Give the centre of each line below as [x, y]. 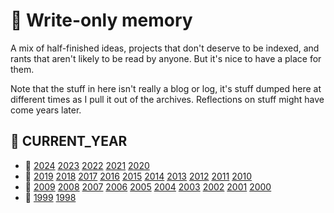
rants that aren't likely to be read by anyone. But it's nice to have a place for [166, 58]
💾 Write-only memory [101, 20]
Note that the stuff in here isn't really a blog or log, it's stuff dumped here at [166, 88]
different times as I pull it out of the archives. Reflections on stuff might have [167, 99]
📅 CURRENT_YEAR [69, 141]
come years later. [46, 110]
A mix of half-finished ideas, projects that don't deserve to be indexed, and [165, 48]
